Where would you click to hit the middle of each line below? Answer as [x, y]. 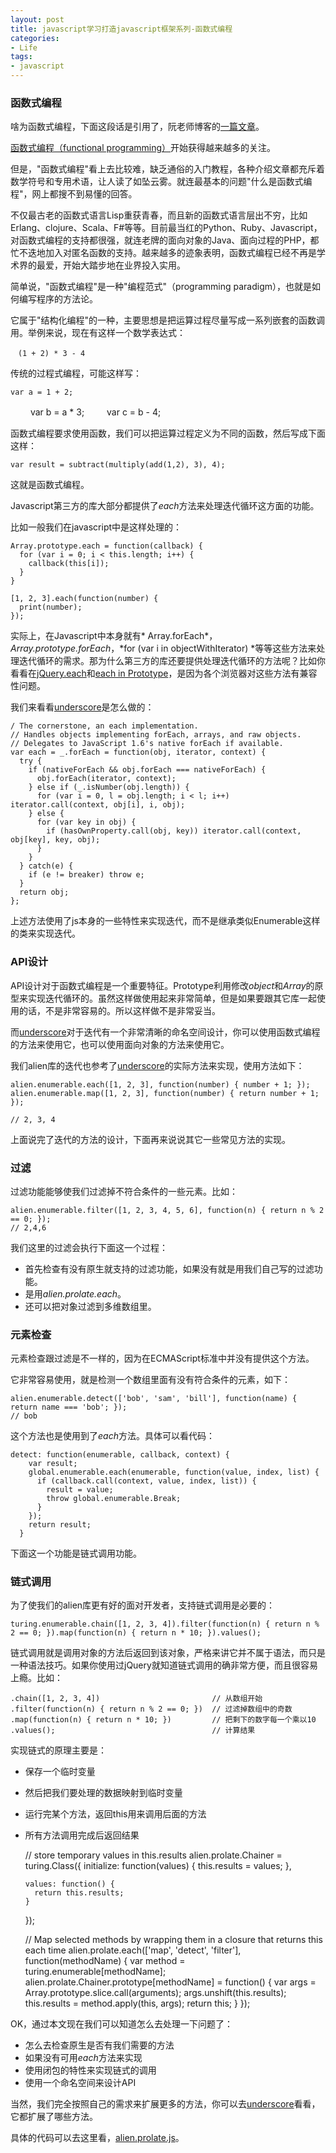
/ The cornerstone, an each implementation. [104, 726]
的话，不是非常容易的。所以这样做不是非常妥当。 [119, 1010]
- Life [24, 47]
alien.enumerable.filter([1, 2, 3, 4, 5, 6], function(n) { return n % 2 [167, 1210]
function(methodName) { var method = [105, 1961]
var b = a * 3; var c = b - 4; [95, 412]
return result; [60, 1525]
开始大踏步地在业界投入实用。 [124, 265]
